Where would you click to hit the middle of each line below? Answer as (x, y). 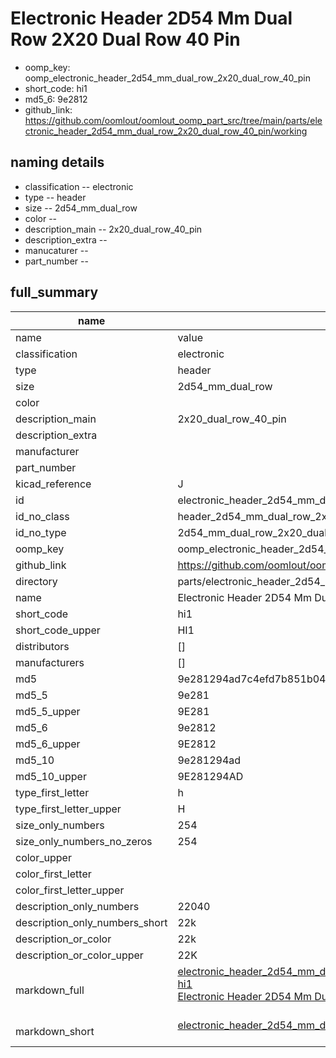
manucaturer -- (56, 250)
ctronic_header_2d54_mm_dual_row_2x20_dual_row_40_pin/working (166, 131)
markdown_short (55, 1031)
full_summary (54, 292)
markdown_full (50, 990)
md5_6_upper (48, 744)
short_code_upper (58, 630)
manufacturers (50, 662)
